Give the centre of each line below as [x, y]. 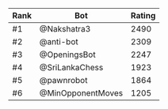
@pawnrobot [63, 80]
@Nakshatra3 [65, 29]
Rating [143, 15]
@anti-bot [59, 41]
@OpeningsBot [68, 54]
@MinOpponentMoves [81, 93]
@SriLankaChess [71, 68]
